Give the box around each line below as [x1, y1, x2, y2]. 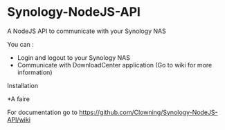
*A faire [7, 94, 30, 103]
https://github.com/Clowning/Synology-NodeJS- [79, 108, 218, 116]
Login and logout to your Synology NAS [17, 53, 130, 62]
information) [17, 68, 53, 76]
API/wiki [7, 115, 31, 124]
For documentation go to [7, 108, 78, 116]
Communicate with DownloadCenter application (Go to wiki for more [17, 61, 213, 69]
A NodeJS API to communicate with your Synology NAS [7, 27, 166, 35]
